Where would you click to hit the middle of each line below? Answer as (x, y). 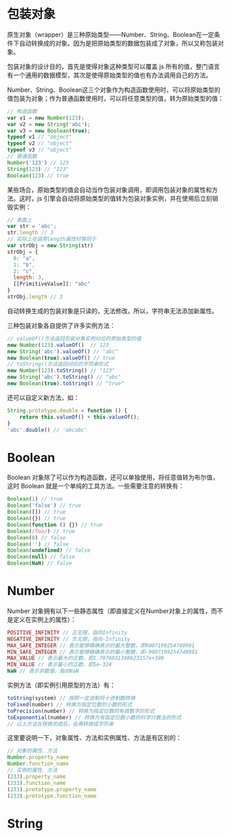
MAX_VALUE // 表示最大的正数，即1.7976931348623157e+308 (86, 658)
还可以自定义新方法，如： (43, 397)
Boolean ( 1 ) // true (35, 499)
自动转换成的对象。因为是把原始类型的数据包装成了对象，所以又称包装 (118, 43)
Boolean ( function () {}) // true (55, 525)
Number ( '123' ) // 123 (38, 163)
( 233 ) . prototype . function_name (52, 796)
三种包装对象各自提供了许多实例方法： (61, 326)
